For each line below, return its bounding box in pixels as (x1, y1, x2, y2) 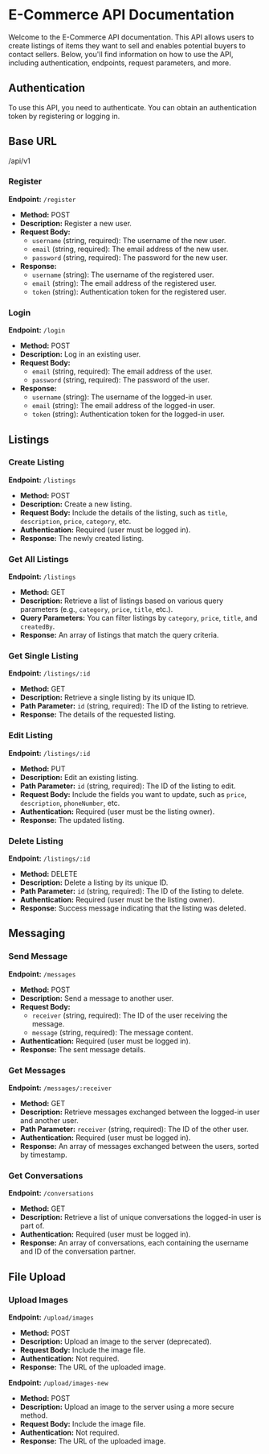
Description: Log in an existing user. (19, 349, 141, 359)
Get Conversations (8, 1170, 84, 1181)
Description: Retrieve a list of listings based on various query (19, 596, 223, 605)
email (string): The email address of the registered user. (31, 278, 217, 287)
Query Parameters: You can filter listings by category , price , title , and (19, 613, 258, 623)
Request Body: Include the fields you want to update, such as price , (19, 789, 247, 799)
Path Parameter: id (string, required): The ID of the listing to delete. (19, 886, 245, 896)
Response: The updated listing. (19, 815, 124, 824)
